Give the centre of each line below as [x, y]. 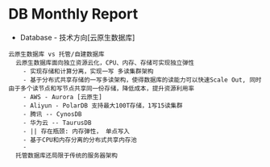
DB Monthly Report [73, 14]
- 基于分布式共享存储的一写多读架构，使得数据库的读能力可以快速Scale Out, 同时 [142, 80]
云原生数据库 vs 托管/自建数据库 [56, 54]
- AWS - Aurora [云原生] [63, 97]
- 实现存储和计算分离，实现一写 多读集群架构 [88, 71]
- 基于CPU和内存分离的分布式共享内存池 [80, 140]
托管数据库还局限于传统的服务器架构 [67, 155]
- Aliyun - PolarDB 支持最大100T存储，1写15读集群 [103, 106]
